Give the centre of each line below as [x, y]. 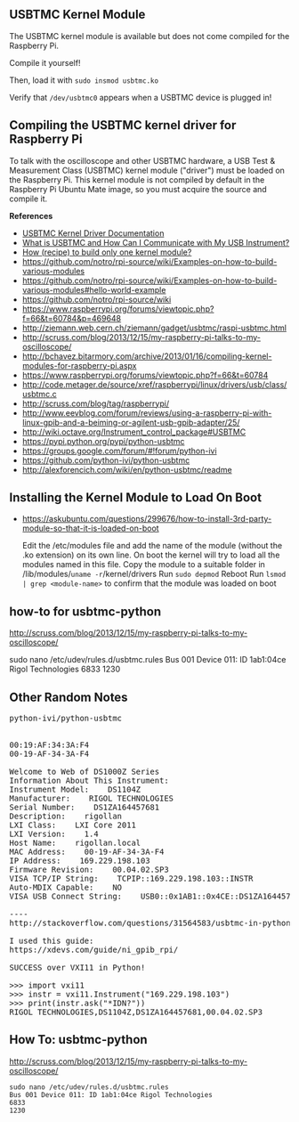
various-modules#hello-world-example [94, 289]
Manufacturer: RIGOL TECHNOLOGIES [92, 799]
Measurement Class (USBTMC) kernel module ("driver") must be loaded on [147, 170]
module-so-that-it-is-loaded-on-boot [90, 528]
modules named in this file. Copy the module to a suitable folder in [143, 565]
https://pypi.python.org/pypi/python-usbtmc [103, 441]
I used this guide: [52, 941]
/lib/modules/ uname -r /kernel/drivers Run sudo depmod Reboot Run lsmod [154, 574]
